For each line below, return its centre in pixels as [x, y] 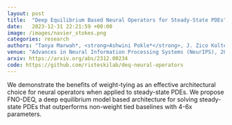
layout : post [26, 13]
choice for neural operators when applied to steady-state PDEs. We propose [116, 92]
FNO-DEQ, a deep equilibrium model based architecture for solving [103, 99]
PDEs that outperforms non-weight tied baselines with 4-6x [108, 106]
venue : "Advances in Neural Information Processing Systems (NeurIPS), [112, 52]
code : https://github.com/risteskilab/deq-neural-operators [96, 65]
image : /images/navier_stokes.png [57, 33]
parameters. [25, 114]
